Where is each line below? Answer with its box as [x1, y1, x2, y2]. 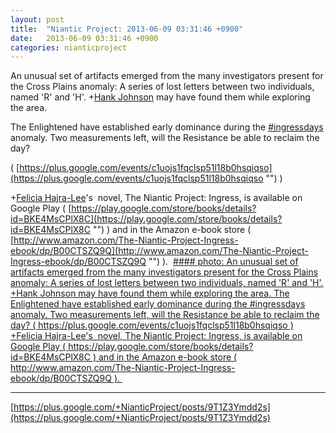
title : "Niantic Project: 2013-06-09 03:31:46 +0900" [10, 24, 244, 34]
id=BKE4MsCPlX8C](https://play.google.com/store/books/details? [10, 213, 283, 225]
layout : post [10, 14, 65, 25]
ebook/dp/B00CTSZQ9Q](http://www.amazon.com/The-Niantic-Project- [10, 245, 309, 257]
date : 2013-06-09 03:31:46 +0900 [10, 33, 159, 43]
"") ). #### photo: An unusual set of [148, 256, 299, 268]
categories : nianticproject [10, 42, 128, 53]
